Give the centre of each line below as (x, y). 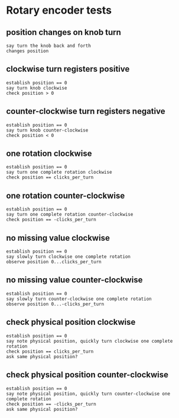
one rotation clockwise (49, 154)
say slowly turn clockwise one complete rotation (69, 257)
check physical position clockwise (71, 322)
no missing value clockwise (58, 238)
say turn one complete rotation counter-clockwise (70, 215)
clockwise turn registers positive (68, 69)
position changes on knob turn (64, 32)
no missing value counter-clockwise (74, 280)
